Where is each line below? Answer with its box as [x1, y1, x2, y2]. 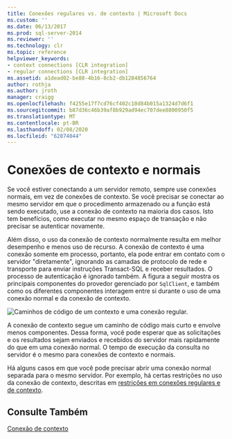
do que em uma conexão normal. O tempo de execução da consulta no [7, 343, 210, 352]
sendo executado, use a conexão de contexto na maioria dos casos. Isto [7, 207, 214, 215]
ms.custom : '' [7, 17, 48, 24]
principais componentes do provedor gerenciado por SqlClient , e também [7, 280, 220, 288]
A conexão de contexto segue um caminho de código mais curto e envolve [7, 321, 221, 330]
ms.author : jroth [7, 87, 57, 94]
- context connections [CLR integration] [7, 62, 129, 69]
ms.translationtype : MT [7, 113, 76, 120]
